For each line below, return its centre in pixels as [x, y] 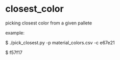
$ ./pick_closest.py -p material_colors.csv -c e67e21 [60, 42]
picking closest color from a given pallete [49, 23]
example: [15, 33]
